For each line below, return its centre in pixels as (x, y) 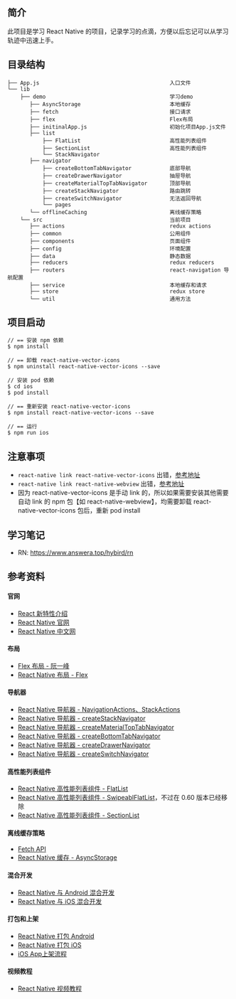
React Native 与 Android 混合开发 (66, 892)
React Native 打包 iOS (49, 945)
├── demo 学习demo (107, 97)
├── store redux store (117, 291)
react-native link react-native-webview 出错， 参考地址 (101, 484)
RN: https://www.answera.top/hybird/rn (75, 552)
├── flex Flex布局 (111, 119)
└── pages (57, 205)
